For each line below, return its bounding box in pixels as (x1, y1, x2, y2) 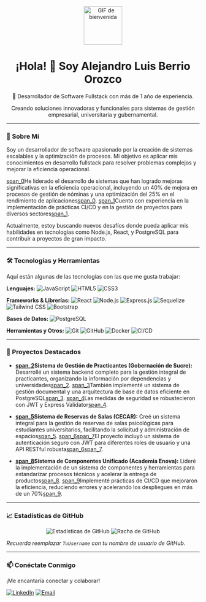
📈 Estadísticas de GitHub (6, 511, 84, 520)
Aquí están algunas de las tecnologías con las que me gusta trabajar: (6, 272, 181, 280)
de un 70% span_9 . (15, 490, 63, 497)
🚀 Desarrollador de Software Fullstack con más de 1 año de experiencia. (12, 92, 194, 100)
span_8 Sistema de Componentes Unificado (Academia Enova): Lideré (15, 457, 196, 465)
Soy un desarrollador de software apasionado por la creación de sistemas (6, 146, 193, 153)
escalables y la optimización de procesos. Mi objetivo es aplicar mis (6, 153, 178, 160)
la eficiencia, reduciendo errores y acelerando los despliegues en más (15, 483, 193, 490)
